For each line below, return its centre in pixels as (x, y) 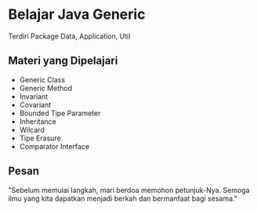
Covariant (35, 104)
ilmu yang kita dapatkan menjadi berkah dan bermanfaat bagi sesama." (123, 198)
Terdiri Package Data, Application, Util (69, 36)
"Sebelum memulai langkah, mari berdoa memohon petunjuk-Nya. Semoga (129, 190)
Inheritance (38, 121)
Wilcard (32, 129)
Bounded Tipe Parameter (60, 113)
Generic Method (46, 88)
